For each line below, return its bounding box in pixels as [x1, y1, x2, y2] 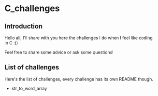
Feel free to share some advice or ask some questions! [4, 49, 114, 55]
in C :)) [4, 40, 18, 46]
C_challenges [4, 3, 60, 14]
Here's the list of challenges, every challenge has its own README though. [4, 76, 153, 82]
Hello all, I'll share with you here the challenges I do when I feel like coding [4, 35, 153, 41]
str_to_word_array [11, 85, 47, 91]
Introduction [4, 22, 43, 30]
